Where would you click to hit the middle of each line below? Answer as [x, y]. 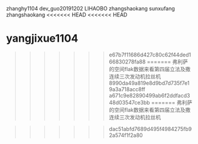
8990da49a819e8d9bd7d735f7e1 [149, 83]
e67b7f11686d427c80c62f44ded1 [150, 55]
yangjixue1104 [42, 38]
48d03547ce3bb [129, 102]
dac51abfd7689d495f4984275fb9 [150, 129]
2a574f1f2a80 [126, 135]
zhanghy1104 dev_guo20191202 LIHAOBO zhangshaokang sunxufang [91, 9]
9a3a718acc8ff [127, 89]
